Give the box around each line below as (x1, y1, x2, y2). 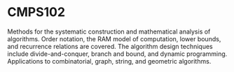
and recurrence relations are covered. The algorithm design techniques (7, 42, 213, 50)
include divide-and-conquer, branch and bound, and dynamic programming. (7, 50, 228, 58)
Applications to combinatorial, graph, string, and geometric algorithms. (7, 57, 212, 65)
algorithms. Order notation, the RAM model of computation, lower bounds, (7, 34, 221, 43)
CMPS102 (7, 4, 65, 20)
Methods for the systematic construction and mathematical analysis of (7, 27, 211, 36)
